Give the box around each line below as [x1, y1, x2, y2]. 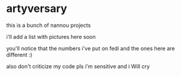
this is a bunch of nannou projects [6, 22, 91, 29]
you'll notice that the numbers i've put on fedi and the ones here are [6, 44, 175, 52]
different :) [6, 51, 33, 58]
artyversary [6, 2, 68, 16]
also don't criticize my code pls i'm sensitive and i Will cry [6, 62, 150, 70]
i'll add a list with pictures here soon [6, 33, 96, 40]
